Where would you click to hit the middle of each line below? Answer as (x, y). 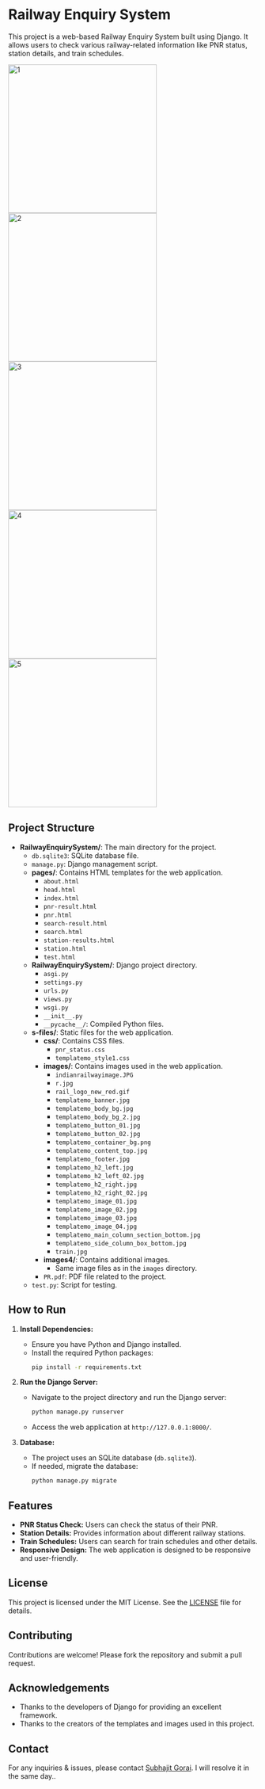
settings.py (63, 982)
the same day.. (32, 1776)
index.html (61, 898)
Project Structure (51, 828)
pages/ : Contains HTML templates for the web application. (127, 872)
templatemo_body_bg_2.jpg (98, 1117)
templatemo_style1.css (93, 1058)
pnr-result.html (70, 906)
